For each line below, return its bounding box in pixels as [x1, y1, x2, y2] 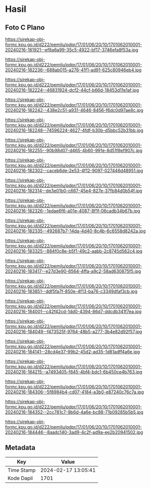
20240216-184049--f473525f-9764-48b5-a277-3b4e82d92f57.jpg [5, 328, 142, 334]
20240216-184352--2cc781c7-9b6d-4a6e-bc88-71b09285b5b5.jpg [5, 409, 144, 415]
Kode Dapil [7, 475, 33, 482]
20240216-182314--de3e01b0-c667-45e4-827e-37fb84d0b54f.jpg [5, 188, 142, 194]
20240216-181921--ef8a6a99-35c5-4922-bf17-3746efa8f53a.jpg [5, 47, 139, 53]
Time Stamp [7, 467, 36, 474]
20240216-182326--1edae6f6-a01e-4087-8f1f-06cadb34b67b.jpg [5, 208, 141, 214]
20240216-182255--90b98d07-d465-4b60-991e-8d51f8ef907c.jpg [5, 148, 143, 153]
